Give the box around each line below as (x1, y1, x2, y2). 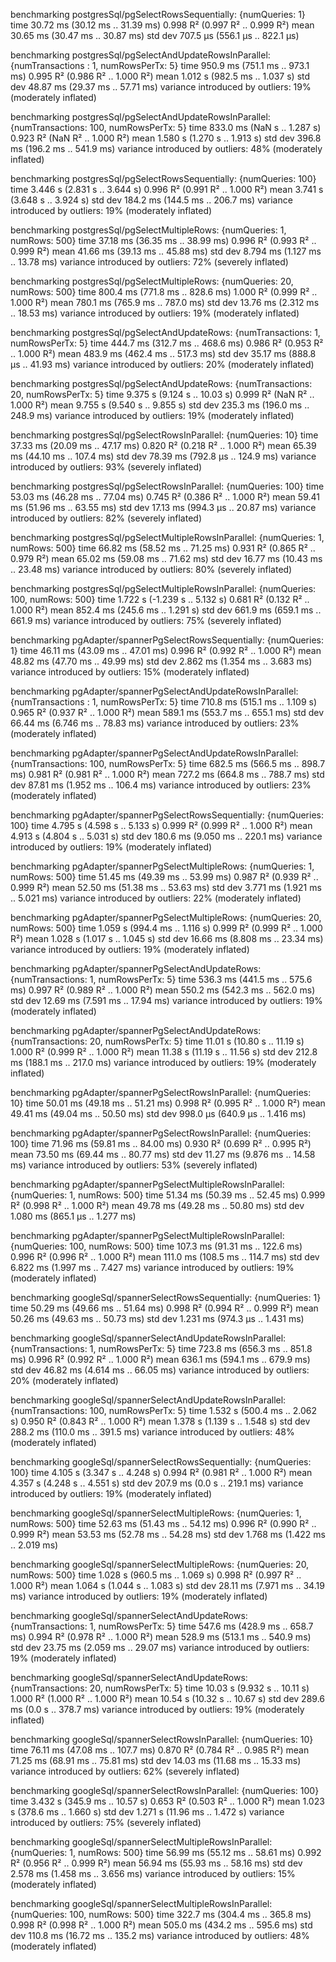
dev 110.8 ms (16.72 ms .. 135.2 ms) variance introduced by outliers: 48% (10, 1930, 310, 1941)
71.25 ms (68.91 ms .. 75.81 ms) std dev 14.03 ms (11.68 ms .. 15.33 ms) (10, 1755, 302, 1766)
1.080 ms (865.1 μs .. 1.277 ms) (10, 1210, 137, 1222)
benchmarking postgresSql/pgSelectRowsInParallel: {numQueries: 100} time (10, 480, 325, 492)
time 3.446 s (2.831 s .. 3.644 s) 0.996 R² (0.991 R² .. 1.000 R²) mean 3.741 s (10, 184, 324, 195)
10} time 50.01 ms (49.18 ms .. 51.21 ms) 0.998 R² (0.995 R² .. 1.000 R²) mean (10, 1097, 326, 1109)
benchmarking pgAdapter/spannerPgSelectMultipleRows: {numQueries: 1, (10, 860, 315, 872)
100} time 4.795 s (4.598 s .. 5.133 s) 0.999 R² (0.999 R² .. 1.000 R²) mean (10, 820, 313, 831)
